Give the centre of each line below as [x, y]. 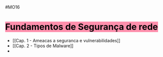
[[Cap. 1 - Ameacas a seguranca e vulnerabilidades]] [66, 40]
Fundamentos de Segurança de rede [81, 27]
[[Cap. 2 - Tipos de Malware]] [43, 46]
